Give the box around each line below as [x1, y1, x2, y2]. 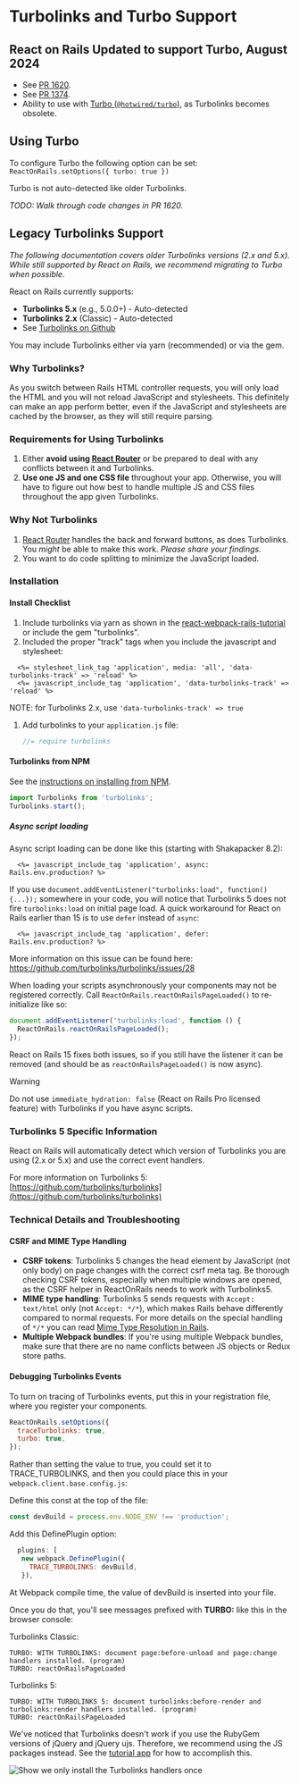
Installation [9, 575, 60, 587]
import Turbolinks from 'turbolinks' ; [9, 793, 154, 802]
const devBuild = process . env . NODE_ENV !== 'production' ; [9, 1512, 229, 1521]
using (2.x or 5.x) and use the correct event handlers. [9, 1155, 205, 1165]
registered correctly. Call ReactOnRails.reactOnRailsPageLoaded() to [9, 989, 260, 1000]
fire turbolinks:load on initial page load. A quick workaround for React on [9, 903, 281, 913]
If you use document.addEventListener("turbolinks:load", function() [9, 884, 268, 895]
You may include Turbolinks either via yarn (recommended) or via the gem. [9, 340, 285, 350]
